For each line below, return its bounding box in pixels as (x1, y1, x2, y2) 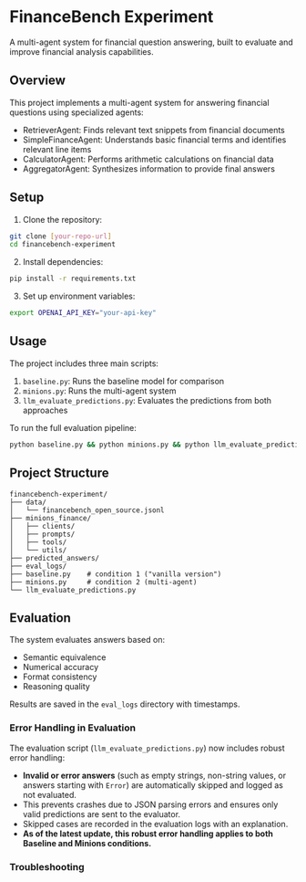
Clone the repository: (22, 214, 103, 225)
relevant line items (22, 143, 92, 154)
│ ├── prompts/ (9, 530, 76, 539)
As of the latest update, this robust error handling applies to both (22, 828, 273, 839)
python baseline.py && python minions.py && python (9, 440, 209, 449)
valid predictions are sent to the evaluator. (22, 808, 180, 819)
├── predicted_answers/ (9, 553, 100, 562)
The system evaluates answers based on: (9, 635, 166, 646)
